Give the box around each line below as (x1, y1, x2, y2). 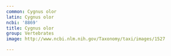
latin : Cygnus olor (6, 14, 54, 20)
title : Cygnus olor (6, 25, 54, 31)
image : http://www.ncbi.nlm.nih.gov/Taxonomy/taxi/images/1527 (6, 36, 166, 42)
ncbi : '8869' (6, 19, 38, 25)
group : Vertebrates (6, 31, 54, 37)
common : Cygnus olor (6, 8, 57, 15)
